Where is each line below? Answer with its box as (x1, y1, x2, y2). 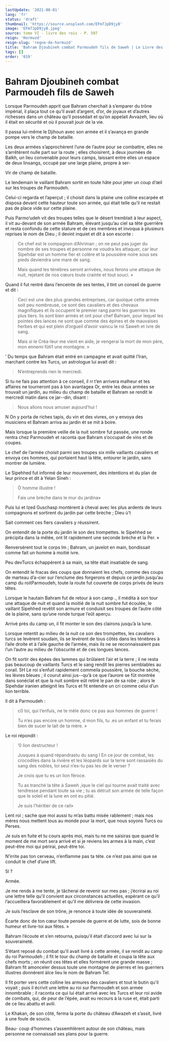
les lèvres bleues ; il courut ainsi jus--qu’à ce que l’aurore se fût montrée (5, 672, 155, 678)
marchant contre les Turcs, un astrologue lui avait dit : (5, 359, 117, 365)
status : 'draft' (5, 17, 39, 22)
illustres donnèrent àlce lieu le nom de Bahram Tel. (5, 970, 110, 976)
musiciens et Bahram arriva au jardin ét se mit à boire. (5, 419, 117, 425)
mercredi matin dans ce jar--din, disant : (5, 394, 89, 400)
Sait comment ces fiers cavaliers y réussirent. (5, 519, 100, 526)
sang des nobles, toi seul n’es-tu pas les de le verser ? (17, 763, 130, 769)
